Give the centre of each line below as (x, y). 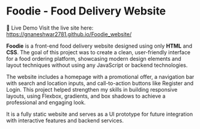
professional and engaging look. (46, 102)
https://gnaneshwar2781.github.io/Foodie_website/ (69, 34)
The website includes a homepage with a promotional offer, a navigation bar (100, 77)
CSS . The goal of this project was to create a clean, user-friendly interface (98, 52)
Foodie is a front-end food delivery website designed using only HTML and (99, 46)
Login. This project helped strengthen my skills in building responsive (92, 89)
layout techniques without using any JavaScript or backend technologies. (97, 65)
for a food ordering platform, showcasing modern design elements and (94, 58)
